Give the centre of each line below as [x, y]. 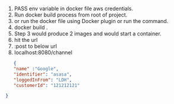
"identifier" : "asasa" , [43, 74]
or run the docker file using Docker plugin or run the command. [91, 21]
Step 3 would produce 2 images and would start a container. [88, 34]
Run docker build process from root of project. [71, 15]
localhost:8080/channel [43, 52]
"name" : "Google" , [36, 69]
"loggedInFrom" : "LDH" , [43, 80]
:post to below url [36, 46]
